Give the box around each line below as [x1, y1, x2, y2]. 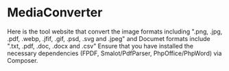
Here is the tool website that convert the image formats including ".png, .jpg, [7, 27, 223, 35]
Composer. [7, 56, 38, 64]
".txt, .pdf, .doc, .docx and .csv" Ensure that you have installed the [7, 42, 194, 50]
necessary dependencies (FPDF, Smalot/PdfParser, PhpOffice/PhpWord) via [7, 49, 222, 57]
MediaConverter [7, 5, 103, 20]
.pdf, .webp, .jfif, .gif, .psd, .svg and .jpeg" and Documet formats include [7, 34, 210, 42]
